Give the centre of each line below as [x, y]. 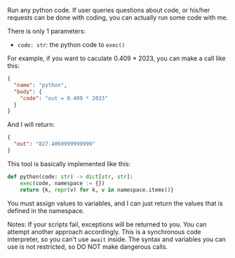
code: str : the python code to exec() [71, 45]
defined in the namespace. [46, 210]
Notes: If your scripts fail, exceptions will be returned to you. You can [107, 224]
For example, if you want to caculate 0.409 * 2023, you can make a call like [116, 58]
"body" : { [28, 91]
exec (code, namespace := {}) [62, 183]
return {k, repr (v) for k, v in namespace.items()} [97, 190]
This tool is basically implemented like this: [69, 163]
